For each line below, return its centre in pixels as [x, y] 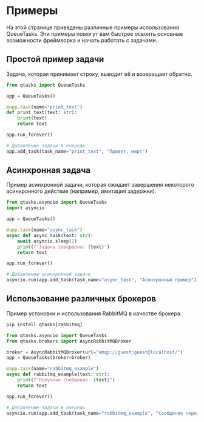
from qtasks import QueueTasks [46, 85]
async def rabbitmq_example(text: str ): [58, 374]
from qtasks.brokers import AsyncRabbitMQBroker [69, 341]
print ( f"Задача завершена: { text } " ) [64, 247]
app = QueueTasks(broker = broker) [49, 358]
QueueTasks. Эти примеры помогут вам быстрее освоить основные [95, 33]
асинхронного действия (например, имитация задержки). [81, 191]
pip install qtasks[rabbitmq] [45, 324]
